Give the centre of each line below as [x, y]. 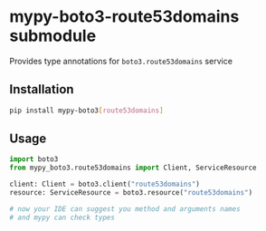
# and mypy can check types [62, 217]
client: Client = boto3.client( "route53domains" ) [105, 184]
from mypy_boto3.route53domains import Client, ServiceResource [133, 168]
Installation [42, 89]
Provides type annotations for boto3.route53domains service [121, 61]
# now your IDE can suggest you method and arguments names [125, 209]
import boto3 [34, 159]
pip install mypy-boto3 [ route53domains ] [87, 111]
